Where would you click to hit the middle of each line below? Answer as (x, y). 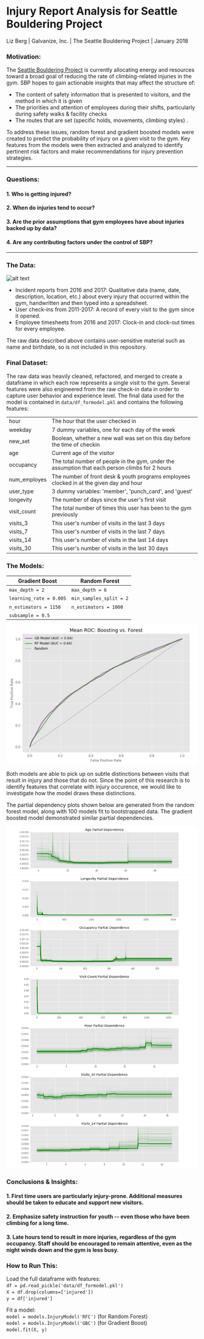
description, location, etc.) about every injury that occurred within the (102, 296)
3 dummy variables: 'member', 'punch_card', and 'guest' (122, 491)
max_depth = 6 (89, 591)
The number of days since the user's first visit (109, 500)
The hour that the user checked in (94, 421)
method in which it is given (49, 101)
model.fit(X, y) (27, 1330)
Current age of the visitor (83, 453)
